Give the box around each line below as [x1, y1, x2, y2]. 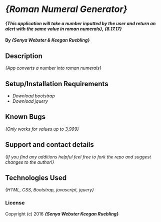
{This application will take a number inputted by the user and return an [5, 20, 156, 26]
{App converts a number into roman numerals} [5, 65, 101, 71]
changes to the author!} [5, 159, 54, 165]
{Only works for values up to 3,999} [5, 126, 79, 132]
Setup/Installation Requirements [5, 79, 108, 88]
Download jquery [12, 98, 48, 104]
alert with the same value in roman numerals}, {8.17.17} [5, 26, 122, 32]
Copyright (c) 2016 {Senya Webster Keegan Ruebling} [5, 210, 119, 216]
